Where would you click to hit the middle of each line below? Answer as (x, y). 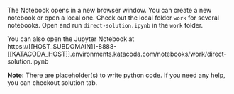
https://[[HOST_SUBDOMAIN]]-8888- (62, 46)
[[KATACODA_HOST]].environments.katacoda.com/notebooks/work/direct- (117, 54)
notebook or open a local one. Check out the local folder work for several (113, 18)
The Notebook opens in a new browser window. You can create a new (110, 10)
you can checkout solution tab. (52, 83)
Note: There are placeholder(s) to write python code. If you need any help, (116, 75)
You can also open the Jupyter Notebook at (71, 39)
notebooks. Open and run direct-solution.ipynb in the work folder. (105, 25)
